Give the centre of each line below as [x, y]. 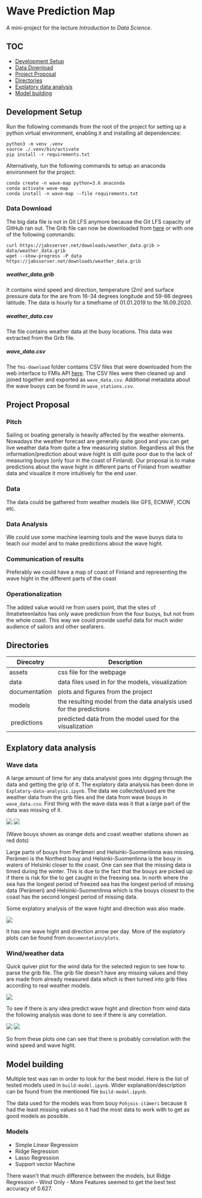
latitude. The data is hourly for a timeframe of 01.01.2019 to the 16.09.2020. [99, 303]
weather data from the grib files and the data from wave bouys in [87, 797]
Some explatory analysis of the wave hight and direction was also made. [96, 909]
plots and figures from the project [105, 692]
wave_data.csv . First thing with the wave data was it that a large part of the [98, 803]
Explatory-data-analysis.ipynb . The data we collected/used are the [91, 791]
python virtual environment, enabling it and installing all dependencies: [94, 133]
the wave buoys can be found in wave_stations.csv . [70, 386]
